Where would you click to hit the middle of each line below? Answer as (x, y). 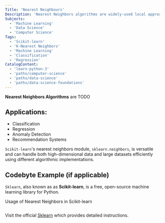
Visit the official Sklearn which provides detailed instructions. (67, 215)
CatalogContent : (22, 64)
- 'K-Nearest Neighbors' (35, 46)
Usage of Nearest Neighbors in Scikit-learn (49, 201)
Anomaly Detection (32, 134)
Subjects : (15, 19)
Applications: (26, 112)
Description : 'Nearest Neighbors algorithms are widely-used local (76, 14)
